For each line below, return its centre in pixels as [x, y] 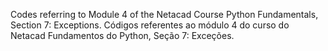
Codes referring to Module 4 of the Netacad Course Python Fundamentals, [164, 14]
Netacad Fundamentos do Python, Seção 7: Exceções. [122, 35]
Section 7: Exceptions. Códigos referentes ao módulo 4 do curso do [150, 25]
